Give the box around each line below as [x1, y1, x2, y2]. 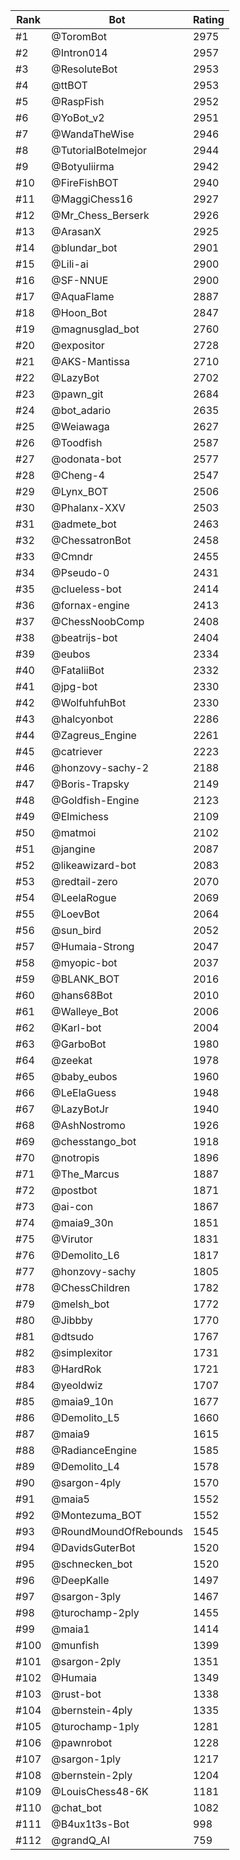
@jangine [51, 842, 96, 856]
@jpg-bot [51, 680, 98, 693]
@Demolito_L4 [51, 1460, 120, 1473]
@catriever [51, 745, 103, 758]
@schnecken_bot [51, 1557, 133, 1571]
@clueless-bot [51, 582, 122, 596]
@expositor [51, 339, 105, 352]
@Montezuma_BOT [51, 1509, 143, 1522]
